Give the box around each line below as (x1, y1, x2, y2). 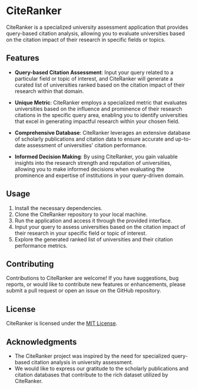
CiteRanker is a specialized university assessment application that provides (6, 24, 188, 31)
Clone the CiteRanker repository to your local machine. (14, 211, 148, 218)
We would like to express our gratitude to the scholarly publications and (14, 365, 189, 372)
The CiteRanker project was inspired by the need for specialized (14, 353, 171, 360)
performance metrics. (14, 242, 68, 249)
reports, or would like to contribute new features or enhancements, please (6, 281, 186, 288)
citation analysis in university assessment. (31, 359, 133, 365)
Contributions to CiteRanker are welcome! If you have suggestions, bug (6, 275, 179, 282)
